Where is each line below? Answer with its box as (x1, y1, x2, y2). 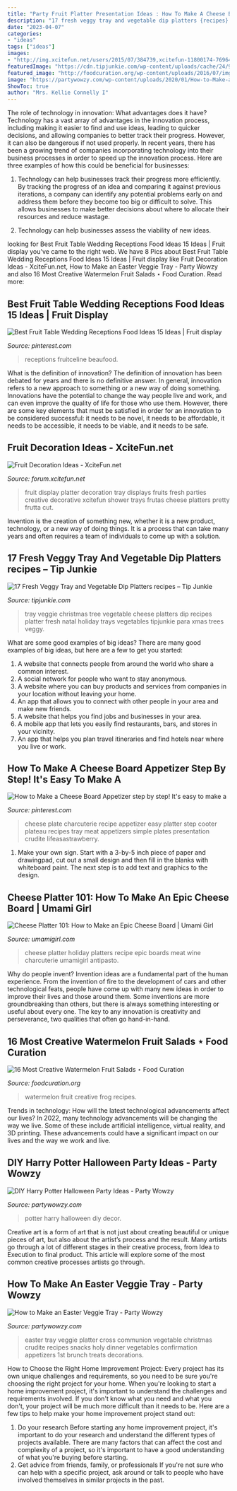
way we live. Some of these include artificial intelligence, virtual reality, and (7, 1121, 226, 1130)
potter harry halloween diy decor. (24, 1214, 122, 1222)
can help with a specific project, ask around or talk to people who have (17, 1468, 224, 1476)
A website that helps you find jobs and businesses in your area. (17, 712, 202, 720)
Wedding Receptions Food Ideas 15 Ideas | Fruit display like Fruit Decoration (7, 255, 228, 264)
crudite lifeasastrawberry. (24, 835, 100, 843)
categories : (7, 30, 42, 37)
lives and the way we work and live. (7, 1136, 111, 1145)
